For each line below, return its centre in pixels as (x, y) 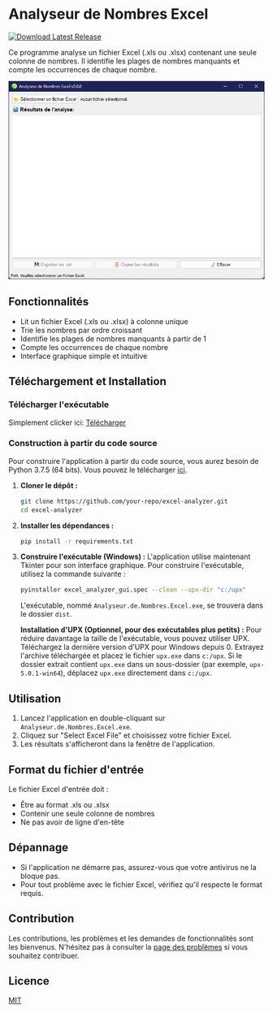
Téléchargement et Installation (87, 381)
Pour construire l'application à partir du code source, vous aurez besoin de (134, 461)
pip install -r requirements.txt (77, 541)
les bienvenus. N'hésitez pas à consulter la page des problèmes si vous (128, 946)
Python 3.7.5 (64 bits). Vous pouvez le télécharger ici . (98, 470)
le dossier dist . (46, 614)
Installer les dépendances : (67, 526)
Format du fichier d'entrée (76, 770)
